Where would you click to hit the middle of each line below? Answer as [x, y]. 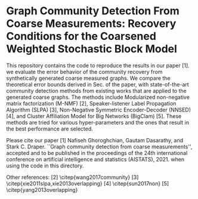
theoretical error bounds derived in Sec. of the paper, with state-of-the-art [98, 84]
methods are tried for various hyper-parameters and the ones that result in [98, 122]
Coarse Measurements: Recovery [91, 24]
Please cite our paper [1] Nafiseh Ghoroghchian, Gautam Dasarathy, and [95, 140]
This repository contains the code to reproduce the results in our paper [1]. [98, 65]
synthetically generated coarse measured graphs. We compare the [89, 78]
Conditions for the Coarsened [81, 36]
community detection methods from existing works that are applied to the [96, 91]
